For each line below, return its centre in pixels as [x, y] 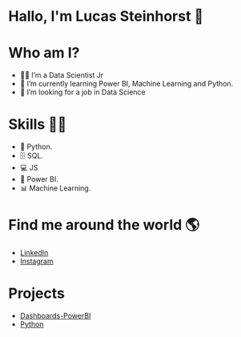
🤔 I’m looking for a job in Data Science [82, 92]
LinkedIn [34, 253]
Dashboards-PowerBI [55, 315]
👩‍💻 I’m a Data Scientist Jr [62, 75]
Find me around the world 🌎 [104, 225]
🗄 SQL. [32, 156]
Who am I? [44, 53]
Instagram [36, 261]
